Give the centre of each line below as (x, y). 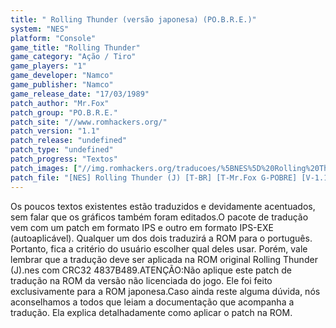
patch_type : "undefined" (62, 150)
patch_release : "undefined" (69, 141)
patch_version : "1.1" (55, 131)
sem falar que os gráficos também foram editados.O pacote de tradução (159, 217)
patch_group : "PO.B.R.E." (64, 112)
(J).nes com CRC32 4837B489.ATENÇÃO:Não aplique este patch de (151, 270)
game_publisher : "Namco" (62, 85)
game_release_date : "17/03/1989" (80, 94)
